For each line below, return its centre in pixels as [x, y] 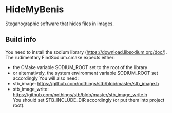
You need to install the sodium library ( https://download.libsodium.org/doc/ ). [86, 52]
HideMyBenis [35, 9]
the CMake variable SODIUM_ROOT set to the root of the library [80, 67]
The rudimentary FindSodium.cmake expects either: [60, 57]
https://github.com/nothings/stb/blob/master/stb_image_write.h [80, 94]
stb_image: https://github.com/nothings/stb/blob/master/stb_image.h [86, 83]
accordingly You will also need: [45, 78]
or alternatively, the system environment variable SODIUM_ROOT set [85, 73]
